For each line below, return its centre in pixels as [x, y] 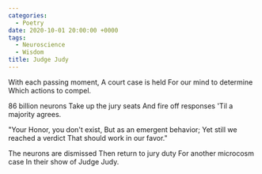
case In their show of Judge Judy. [64, 161]
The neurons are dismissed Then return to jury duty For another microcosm [131, 153]
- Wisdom [30, 52]
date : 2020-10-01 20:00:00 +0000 [63, 30]
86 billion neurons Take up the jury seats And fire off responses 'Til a [121, 106]
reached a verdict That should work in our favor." [88, 138]
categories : [28, 15]
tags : [17, 38]
